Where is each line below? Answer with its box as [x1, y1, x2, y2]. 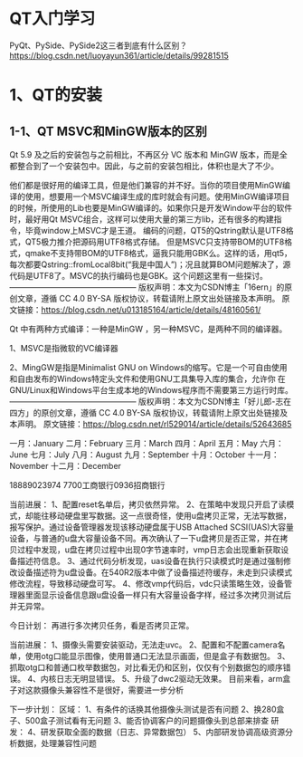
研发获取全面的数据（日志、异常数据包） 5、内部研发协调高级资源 [40, 726, 286, 737]
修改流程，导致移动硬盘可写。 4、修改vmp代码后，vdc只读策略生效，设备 [9, 578, 285, 589]
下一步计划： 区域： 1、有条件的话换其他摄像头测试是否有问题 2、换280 [9, 704, 278, 714]
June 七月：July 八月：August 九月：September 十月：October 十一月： [9, 449, 279, 460]
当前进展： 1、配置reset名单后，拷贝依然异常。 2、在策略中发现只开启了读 [9, 499, 287, 510]
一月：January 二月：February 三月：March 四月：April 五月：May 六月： [9, 437, 284, 448]
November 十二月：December [9, 460, 122, 471]
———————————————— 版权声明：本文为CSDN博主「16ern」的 [9, 282, 285, 292]
